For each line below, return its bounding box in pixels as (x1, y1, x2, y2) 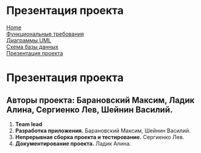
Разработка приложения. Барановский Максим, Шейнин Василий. (15, 127, 191, 134)
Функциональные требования (6, 30, 84, 37)
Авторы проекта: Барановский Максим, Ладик (6, 95, 195, 105)
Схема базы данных (6, 43, 59, 50)
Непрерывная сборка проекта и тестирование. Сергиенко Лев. (15, 133, 185, 140)
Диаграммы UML (6, 36, 52, 44)
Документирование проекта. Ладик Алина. (15, 140, 132, 147)
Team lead (15, 120, 43, 127)
